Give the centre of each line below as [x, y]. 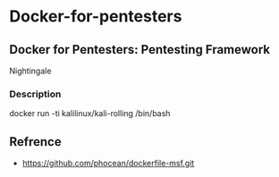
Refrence [35, 142]
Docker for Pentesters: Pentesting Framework [140, 50]
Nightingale [30, 71]
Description [35, 94]
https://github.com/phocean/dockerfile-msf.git [108, 164]
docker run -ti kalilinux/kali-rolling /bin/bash [90, 114]
